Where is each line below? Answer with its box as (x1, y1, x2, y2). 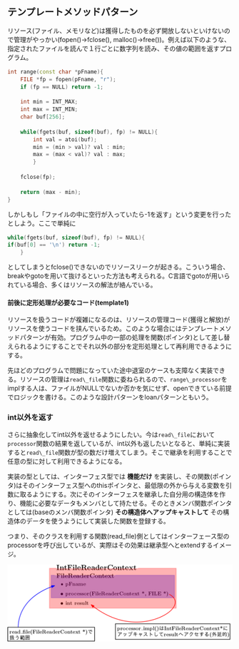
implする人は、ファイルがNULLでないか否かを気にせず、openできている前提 (7, 384, 232, 393)
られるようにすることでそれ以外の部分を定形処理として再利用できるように (13, 342, 233, 351)
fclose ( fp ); (20, 173, 56, 181)
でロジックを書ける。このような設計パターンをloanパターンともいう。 (7, 393, 213, 402)
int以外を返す (7, 412, 54, 422)
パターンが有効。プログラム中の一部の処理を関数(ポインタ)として (19, 333, 212, 342)
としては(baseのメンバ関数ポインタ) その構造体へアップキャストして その (7, 508, 223, 516)
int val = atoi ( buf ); (33, 136, 98, 143)
